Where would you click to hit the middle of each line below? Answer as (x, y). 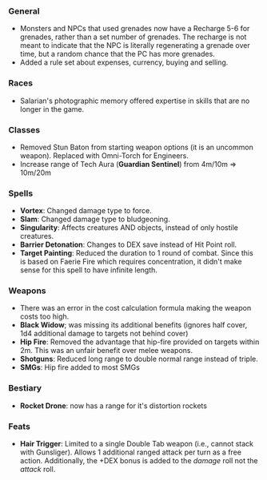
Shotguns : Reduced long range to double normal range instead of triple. (139, 359)
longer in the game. (52, 109)
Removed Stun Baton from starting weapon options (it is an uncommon (136, 147)
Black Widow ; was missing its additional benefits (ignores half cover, (133, 325)
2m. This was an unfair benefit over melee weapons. (106, 351)
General (24, 11)
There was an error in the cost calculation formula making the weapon (135, 308)
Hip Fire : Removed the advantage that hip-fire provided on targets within (139, 342)
